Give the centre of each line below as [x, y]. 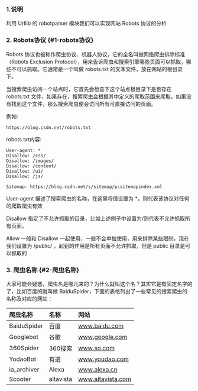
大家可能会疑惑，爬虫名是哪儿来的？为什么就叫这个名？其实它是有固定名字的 [99, 284]
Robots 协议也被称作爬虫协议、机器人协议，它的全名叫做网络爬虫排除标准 [95, 54]
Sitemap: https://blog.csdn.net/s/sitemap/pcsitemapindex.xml [84, 187]
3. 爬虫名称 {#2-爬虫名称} [43, 270]
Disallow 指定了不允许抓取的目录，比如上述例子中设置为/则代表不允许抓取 [96, 218]
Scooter [20, 379]
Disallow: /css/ [26, 156]
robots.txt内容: [24, 139]
